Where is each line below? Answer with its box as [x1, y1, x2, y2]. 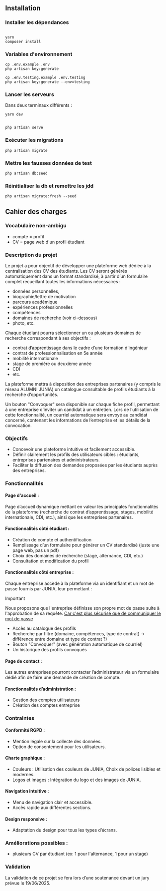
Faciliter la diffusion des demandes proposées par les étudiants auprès [12, 462, 158, 468]
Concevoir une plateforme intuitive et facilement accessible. [12, 446, 136, 452]
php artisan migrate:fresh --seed [5, 194, 77, 199]
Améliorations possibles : [5, 840, 68, 847]
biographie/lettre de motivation [12, 294, 76, 300]
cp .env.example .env [5, 62, 50, 67]
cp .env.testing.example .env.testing [5, 75, 85, 80]
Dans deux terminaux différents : [5, 102, 72, 108]
